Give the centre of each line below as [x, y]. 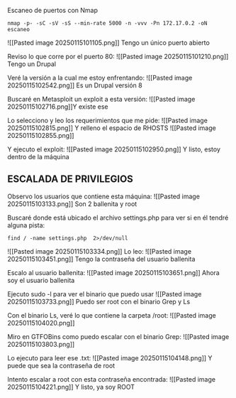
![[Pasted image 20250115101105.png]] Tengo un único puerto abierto [109, 43]
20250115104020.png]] [41, 323]
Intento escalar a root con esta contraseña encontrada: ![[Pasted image [112, 379]
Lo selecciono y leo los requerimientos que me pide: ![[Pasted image [107, 120]
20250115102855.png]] [41, 135]
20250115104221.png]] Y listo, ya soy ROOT [71, 387]
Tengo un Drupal [32, 64]
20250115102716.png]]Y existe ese [58, 107]
